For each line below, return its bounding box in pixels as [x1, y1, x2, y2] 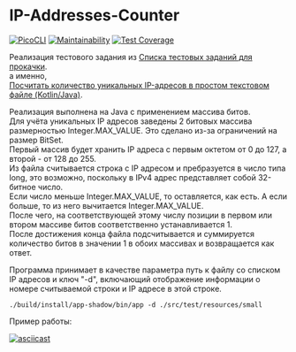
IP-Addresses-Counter [9, 5, 180, 26]
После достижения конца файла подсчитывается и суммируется [9, 228, 254, 239]
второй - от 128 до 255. [9, 153, 97, 164]
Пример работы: [9, 316, 72, 326]
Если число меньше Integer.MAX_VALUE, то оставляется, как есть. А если [9, 191, 288, 202]
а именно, [9, 70, 47, 80]
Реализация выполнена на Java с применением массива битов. [9, 106, 251, 117]
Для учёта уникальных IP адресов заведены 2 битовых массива [9, 116, 253, 126]
